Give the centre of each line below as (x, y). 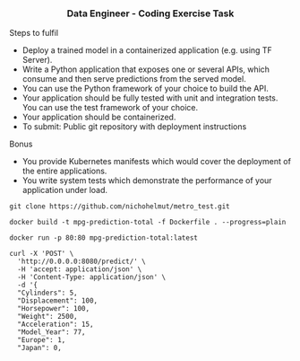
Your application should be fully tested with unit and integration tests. (150, 98)
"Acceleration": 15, (56, 325)
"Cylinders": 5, (47, 293)
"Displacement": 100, (58, 301)
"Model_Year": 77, (52, 332)
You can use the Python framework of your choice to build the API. (145, 89)
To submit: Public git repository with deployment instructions (134, 127)
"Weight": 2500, (47, 317)
